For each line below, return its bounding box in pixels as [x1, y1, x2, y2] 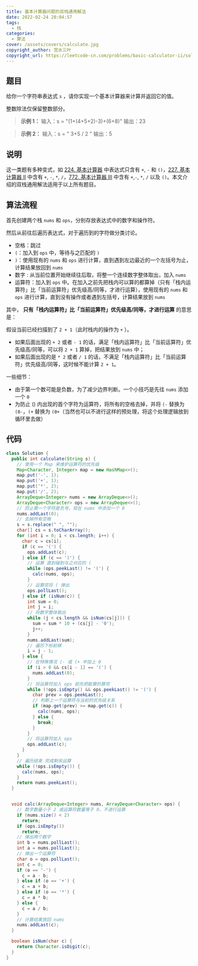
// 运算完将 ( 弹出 [27, 582, 70, 588]
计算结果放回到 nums [14, 264, 64, 271]
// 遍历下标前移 [27, 642, 62, 649]
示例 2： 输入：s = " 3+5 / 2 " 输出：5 [20, 131, 113, 138]
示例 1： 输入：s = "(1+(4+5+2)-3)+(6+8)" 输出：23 [20, 118, 146, 125]
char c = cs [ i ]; [21, 538, 62, 544]
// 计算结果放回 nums [16, 916, 65, 922]
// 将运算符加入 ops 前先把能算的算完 [27, 681, 110, 687]
